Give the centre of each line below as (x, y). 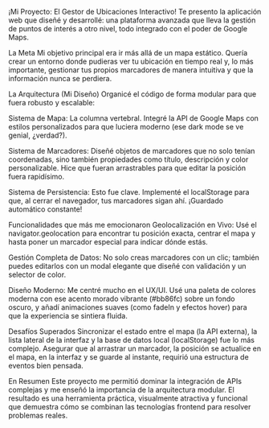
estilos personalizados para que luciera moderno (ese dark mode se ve (126, 127)
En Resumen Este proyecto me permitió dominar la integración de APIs (125, 381)
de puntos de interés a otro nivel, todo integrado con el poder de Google (128, 29)
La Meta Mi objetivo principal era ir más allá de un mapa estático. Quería (128, 53)
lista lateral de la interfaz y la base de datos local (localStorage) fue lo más (132, 340)
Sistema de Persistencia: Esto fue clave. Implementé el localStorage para (129, 192)
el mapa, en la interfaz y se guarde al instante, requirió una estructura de (128, 357)
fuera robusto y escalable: (51, 103)
